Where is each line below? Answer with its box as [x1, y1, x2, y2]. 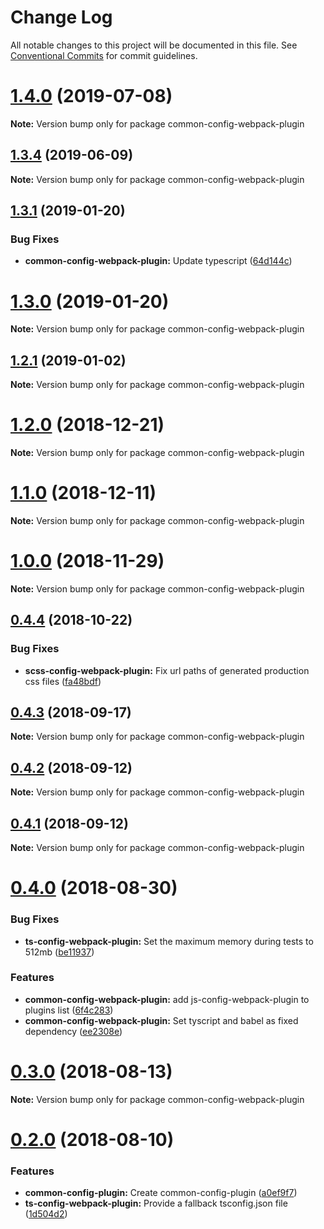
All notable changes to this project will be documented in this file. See [10, 39, 298, 51]
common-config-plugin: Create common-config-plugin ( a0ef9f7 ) [24, 1187, 298, 1199]
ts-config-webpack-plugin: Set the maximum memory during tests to [24, 935, 314, 947]
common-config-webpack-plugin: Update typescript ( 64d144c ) [24, 255, 293, 267]
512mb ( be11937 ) [24, 946, 95, 958]
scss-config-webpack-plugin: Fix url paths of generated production [24, 664, 310, 676]
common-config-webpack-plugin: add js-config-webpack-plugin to [24, 993, 310, 1005]
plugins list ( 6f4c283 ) [24, 1004, 114, 1016]
